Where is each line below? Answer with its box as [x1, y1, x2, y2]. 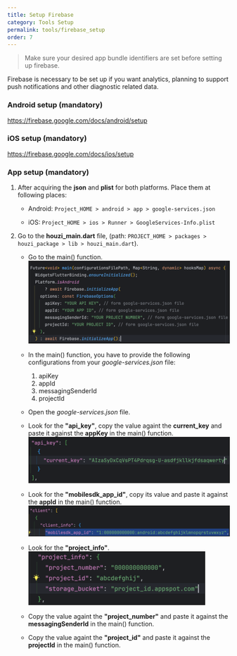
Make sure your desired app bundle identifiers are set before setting [24, 54, 223, 63]
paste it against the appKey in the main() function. [27, 429, 174, 437]
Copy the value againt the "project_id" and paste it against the [27, 633, 211, 641]
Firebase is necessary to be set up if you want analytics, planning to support [7, 75, 229, 84]
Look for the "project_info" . [27, 543, 110, 552]
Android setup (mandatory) [7, 100, 103, 110]
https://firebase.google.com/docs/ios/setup [7, 149, 134, 158]
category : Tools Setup [7, 18, 74, 26]
